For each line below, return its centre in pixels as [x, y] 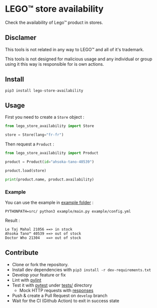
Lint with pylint [27, 280]
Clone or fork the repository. [40, 264]
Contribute [22, 253]
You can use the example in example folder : [49, 202]
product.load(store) [26, 171]
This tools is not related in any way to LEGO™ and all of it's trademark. [75, 49]
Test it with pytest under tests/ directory [52, 285]
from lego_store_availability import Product [52, 153]
